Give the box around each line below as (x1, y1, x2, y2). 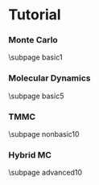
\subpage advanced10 (8, 167, 83, 178)
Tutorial (8, 6, 62, 24)
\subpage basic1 (8, 52, 63, 62)
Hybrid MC (8, 150, 52, 160)
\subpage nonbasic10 (8, 129, 80, 139)
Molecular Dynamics (8, 72, 91, 84)
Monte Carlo (8, 35, 58, 46)
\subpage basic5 (8, 91, 64, 101)
